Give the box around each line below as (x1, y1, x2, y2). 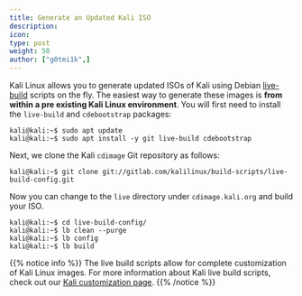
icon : (9, 30, 30, 39)
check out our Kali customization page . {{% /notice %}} (9, 277, 216, 287)
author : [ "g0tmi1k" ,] (9, 55, 91, 64)
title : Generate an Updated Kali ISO (9, 13, 151, 23)
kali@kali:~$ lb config (9, 234, 99, 243)
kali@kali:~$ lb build (9, 242, 95, 251)
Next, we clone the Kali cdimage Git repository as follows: (9, 150, 220, 161)
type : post (9, 38, 50, 48)
